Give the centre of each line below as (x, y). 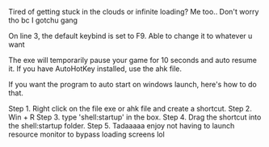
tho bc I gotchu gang (43, 20)
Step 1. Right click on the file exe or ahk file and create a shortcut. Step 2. (130, 109)
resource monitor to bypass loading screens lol (87, 134)
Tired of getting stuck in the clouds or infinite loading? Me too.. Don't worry (134, 12)
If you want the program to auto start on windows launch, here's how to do (132, 84)
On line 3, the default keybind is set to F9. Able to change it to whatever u (130, 36)
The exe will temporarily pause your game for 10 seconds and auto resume (132, 60)
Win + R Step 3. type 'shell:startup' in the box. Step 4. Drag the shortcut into (135, 117)
